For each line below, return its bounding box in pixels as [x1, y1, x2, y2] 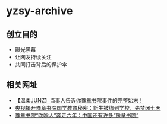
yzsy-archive [6, 4, 73, 18]
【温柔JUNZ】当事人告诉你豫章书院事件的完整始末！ [14, 97, 144, 104]
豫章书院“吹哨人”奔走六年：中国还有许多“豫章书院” [14, 112, 139, 119]
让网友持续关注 [14, 53, 52, 61]
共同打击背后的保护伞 [14, 61, 67, 68]
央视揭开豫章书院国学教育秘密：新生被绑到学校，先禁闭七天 [14, 104, 161, 111]
